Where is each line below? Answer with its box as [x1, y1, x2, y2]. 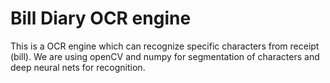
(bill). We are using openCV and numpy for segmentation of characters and [10, 50, 320, 62]
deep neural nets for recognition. [10, 61, 146, 73]
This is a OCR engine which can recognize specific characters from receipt [10, 40, 320, 52]
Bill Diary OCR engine [10, 7, 192, 30]
